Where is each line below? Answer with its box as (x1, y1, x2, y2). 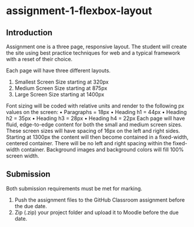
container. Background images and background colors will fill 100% (21, 146, 184, 153)
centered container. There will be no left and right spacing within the (6, 140, 172, 146)
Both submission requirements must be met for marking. (6, 185, 143, 192)
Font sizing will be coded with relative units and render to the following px (6, 102, 185, 109)
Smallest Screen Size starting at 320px (14, 78, 109, 85)
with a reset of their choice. (6, 56, 73, 62)
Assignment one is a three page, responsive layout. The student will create (6, 43, 187, 50)
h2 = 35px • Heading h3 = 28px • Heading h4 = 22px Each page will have (6, 115, 185, 122)
